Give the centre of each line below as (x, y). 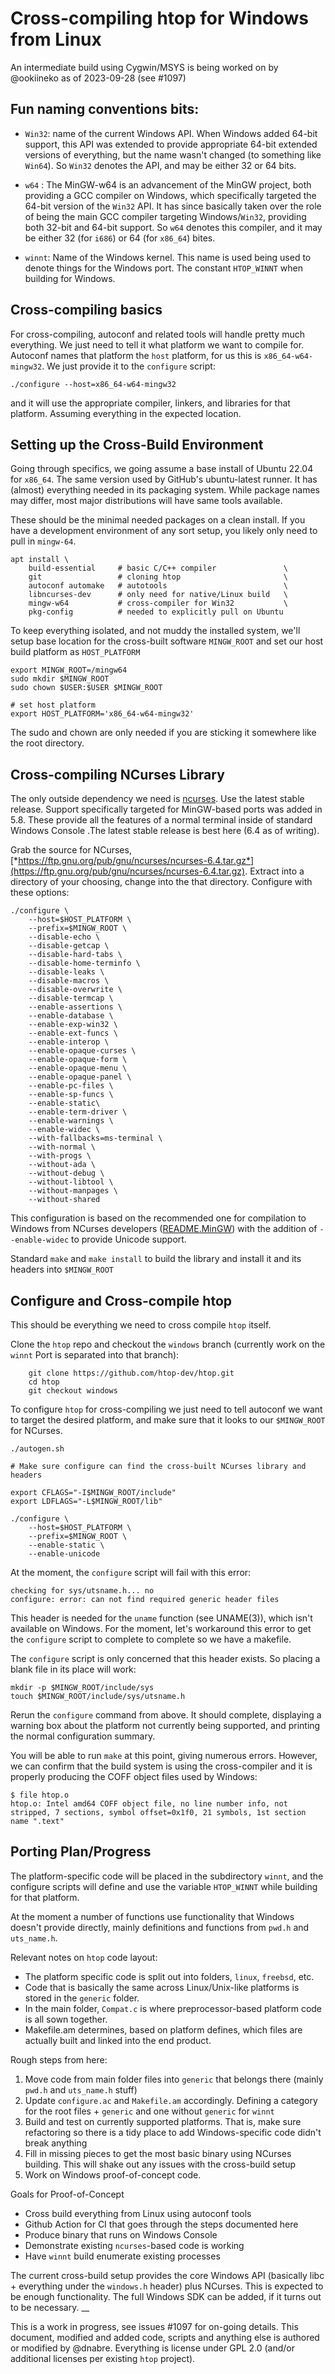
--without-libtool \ (71, 1182)
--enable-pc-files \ (71, 1086)
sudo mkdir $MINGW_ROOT (60, 679)
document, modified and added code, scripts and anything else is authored (165, 2337)
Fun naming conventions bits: (105, 109)
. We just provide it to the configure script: (128, 366)
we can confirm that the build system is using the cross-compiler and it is (161, 1766)
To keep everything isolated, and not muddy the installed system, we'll (155, 631)
